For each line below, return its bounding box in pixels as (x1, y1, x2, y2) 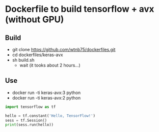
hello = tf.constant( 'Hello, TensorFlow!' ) (5, 113, 96, 118)
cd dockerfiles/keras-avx (12, 52, 63, 58)
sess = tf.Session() (5, 118, 48, 123)
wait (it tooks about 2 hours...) (19, 63, 80, 68)
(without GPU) (5, 14, 64, 25)
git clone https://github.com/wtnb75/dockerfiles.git (12, 47, 116, 52)
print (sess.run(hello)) (5, 122, 54, 128)
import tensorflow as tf (5, 104, 56, 109)
